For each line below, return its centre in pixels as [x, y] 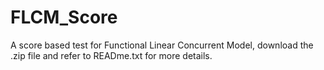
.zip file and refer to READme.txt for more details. [111, 55]
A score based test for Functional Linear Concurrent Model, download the [162, 45]
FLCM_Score [64, 17]
